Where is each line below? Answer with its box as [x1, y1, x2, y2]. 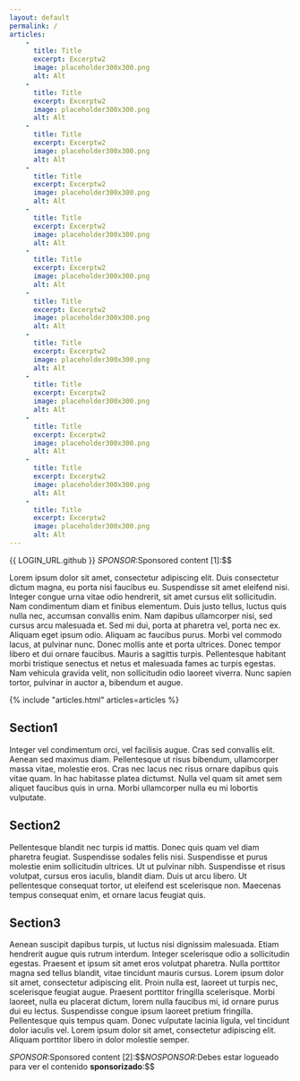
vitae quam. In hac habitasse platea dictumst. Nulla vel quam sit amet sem [9, 772, 283, 783]
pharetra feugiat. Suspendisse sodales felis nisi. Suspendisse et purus [9, 851, 269, 862]
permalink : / [9, 22, 58, 31]
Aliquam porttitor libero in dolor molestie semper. [9, 1034, 190, 1045]
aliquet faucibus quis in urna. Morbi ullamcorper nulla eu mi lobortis [9, 782, 259, 793]
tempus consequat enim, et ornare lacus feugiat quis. [9, 889, 206, 900]
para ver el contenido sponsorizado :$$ [9, 1061, 155, 1072]
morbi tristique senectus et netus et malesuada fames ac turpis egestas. [9, 658, 276, 668]
